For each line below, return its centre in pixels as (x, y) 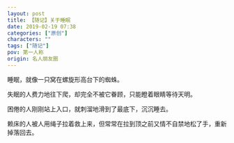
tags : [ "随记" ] (28, 46)
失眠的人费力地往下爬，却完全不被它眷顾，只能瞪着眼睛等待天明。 (102, 94)
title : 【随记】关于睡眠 (39, 20)
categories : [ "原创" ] (38, 33)
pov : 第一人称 (25, 53)
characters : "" (29, 40)
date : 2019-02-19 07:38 (42, 26)
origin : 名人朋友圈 (33, 59)
